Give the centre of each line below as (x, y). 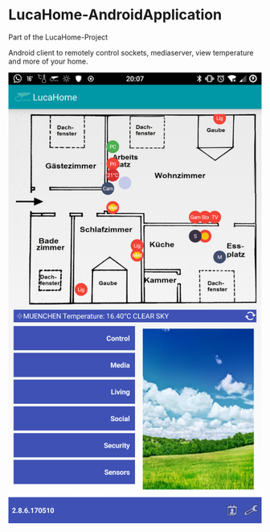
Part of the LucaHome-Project (58, 37)
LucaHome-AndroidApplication (115, 15)
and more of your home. (48, 61)
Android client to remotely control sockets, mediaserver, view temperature (131, 52)
